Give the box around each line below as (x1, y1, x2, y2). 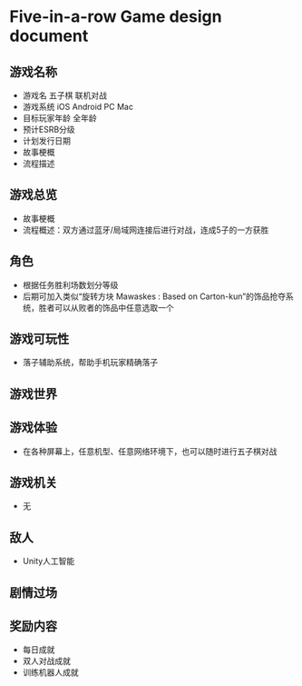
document (9, 25, 89, 46)
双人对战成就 (22, 656, 71, 667)
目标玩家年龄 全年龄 (22, 113, 97, 124)
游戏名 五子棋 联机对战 (22, 90, 107, 101)
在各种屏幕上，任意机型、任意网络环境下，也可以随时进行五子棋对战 (22, 445, 278, 456)
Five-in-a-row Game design (9, 6, 222, 27)
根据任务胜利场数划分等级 (22, 279, 119, 290)
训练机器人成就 (22, 667, 79, 678)
